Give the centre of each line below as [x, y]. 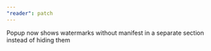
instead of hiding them [38, 40]
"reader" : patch [30, 13]
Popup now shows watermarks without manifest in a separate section [105, 33]
